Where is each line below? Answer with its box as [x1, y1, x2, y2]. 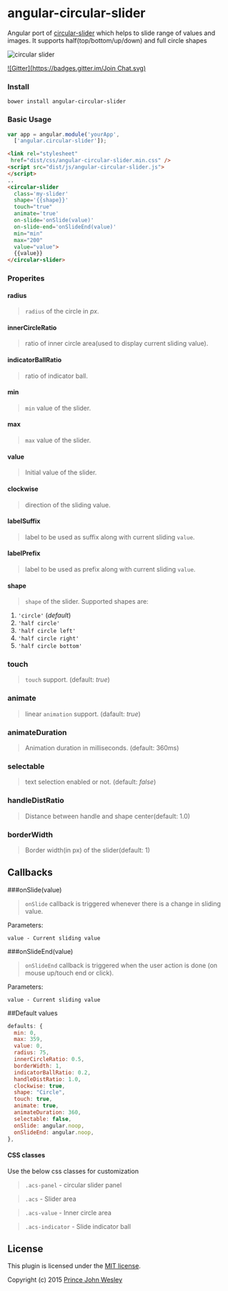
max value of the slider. [24, 436, 91, 444]
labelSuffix [7, 517, 41, 526]
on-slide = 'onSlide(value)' [14, 216, 94, 224]
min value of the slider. [24, 404, 91, 412]
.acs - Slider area [24, 1195, 76, 1203]
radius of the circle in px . [24, 307, 99, 316]
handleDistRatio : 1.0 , [14, 1075, 81, 1083]
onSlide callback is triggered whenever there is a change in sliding [24, 899, 222, 908]
